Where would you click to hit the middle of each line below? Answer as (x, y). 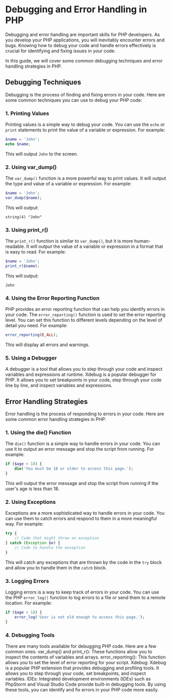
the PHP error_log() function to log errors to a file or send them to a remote (86, 598)
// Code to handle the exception (50, 548)
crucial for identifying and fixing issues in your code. (60, 51)
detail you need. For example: (36, 326)
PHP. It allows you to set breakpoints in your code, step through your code (83, 380)
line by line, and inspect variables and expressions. (59, 386)
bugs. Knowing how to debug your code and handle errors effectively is (81, 45)
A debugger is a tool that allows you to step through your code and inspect (84, 369)
